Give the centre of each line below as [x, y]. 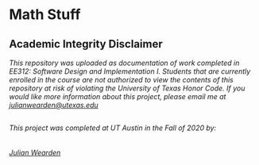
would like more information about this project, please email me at [118, 96]
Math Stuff [45, 15]
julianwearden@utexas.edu [54, 105]
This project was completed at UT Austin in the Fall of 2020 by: [113, 128]
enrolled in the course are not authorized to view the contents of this [121, 80]
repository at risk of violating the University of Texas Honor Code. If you [127, 88]
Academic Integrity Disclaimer [86, 44]
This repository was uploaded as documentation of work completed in [124, 63]
